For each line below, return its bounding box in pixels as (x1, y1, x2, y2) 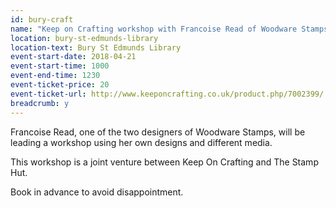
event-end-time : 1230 (10, 71, 101, 81)
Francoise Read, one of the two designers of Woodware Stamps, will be (10, 126, 306, 138)
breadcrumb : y (10, 98, 70, 108)
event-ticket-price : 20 (10, 80, 110, 90)
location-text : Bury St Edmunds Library (10, 42, 182, 53)
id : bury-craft (10, 14, 74, 25)
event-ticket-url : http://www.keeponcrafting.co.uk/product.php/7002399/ (10, 89, 325, 99)
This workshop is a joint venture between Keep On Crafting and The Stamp (10, 156, 319, 168)
